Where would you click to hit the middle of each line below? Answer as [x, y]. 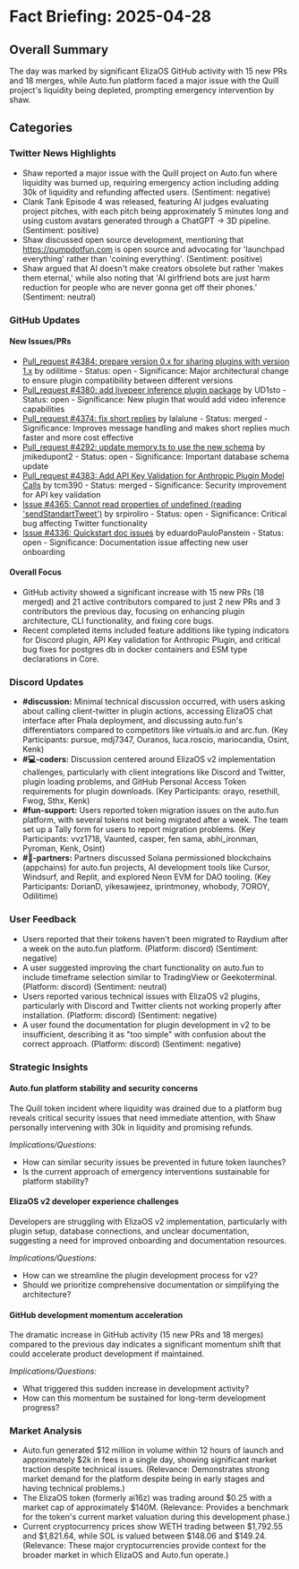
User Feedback [43, 919]
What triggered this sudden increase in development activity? [136, 1389]
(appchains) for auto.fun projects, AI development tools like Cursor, [146, 868]
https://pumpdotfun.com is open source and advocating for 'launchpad [153, 249]
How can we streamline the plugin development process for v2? [140, 1275]
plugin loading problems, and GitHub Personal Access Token [134, 782]
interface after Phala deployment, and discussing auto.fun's [132, 721]
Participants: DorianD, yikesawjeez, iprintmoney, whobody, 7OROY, [146, 887]
